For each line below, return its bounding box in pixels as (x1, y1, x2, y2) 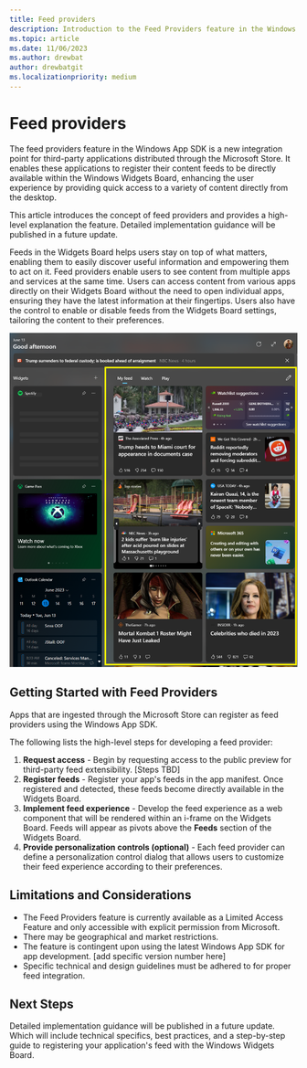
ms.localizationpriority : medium (9, 73, 137, 82)
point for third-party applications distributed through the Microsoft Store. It (9, 153, 291, 164)
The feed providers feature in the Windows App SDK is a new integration (9, 143, 283, 154)
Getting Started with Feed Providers (9, 685, 218, 701)
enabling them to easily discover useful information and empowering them (9, 256, 290, 267)
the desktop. (9, 192, 58, 203)
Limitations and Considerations (9, 887, 192, 904)
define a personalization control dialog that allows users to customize (22, 851, 285, 862)
